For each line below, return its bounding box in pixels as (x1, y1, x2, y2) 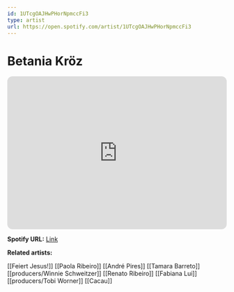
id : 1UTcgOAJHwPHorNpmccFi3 (7, 10, 89, 17)
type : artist (7, 17, 45, 24)
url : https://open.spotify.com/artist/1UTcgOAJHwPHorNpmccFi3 (7, 23, 192, 30)
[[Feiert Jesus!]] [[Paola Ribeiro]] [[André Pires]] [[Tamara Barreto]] (7, 262, 201, 270)
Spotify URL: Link (7, 235, 58, 243)
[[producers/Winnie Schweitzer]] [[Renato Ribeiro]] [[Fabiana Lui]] (7, 269, 197, 278)
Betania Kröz (7, 53, 84, 69)
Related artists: (7, 248, 53, 257)
